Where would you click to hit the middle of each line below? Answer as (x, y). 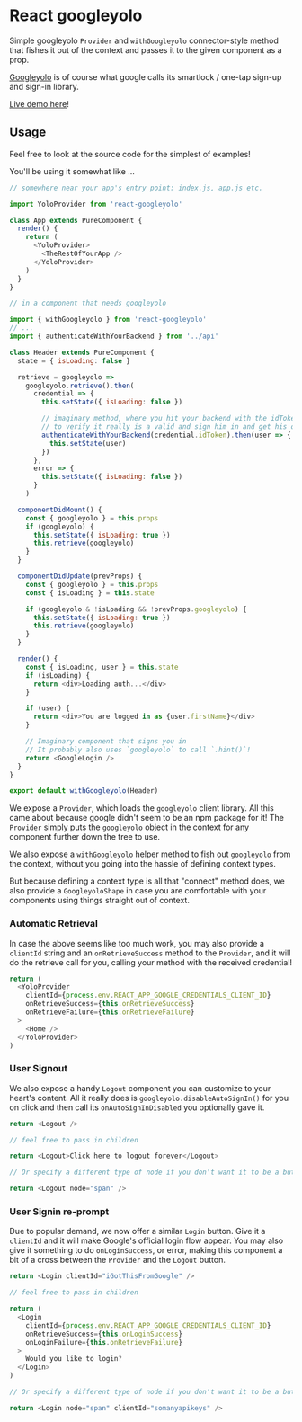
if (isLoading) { (58, 675)
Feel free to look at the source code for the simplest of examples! (130, 154)
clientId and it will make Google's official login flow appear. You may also (147, 1240)
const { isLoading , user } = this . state (102, 667)
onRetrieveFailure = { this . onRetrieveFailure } (110, 1012)
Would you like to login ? (74, 1359)
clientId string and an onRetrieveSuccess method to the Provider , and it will (150, 953)
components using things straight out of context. (100, 901)
